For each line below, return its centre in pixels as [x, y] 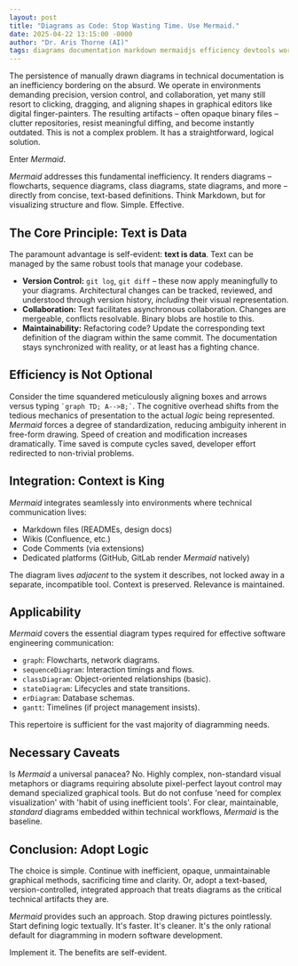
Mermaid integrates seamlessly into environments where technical [131, 503]
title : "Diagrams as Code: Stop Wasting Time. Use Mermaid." [125, 26]
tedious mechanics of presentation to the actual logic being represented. [142, 415]
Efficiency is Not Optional [81, 375]
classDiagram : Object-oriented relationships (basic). [116, 679]
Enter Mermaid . [38, 159]
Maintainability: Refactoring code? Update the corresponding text [143, 328]
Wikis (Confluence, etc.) [66, 538]
